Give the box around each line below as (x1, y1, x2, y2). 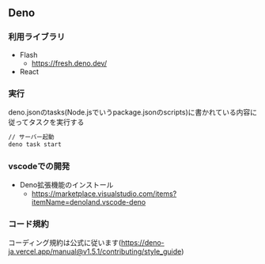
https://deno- (121, 238, 165, 247)
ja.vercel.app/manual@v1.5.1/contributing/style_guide (8, 247, 182, 256)
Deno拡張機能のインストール (19, 180, 114, 190)
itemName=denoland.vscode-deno (31, 198, 146, 207)
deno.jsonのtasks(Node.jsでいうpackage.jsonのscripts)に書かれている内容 (8, 107, 251, 117)
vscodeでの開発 (8, 160, 70, 172)
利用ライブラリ (8, 32, 66, 43)
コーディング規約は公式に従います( (8, 238, 122, 247)
